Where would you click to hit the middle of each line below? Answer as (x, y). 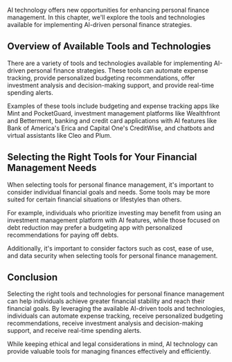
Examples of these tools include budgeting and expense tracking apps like (113, 106)
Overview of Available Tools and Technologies (109, 47)
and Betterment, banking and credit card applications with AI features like (112, 120)
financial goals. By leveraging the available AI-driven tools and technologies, (116, 309)
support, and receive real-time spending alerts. (74, 331)
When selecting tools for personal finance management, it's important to (110, 184)
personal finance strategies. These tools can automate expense (117, 70)
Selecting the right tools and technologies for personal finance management (116, 294)
